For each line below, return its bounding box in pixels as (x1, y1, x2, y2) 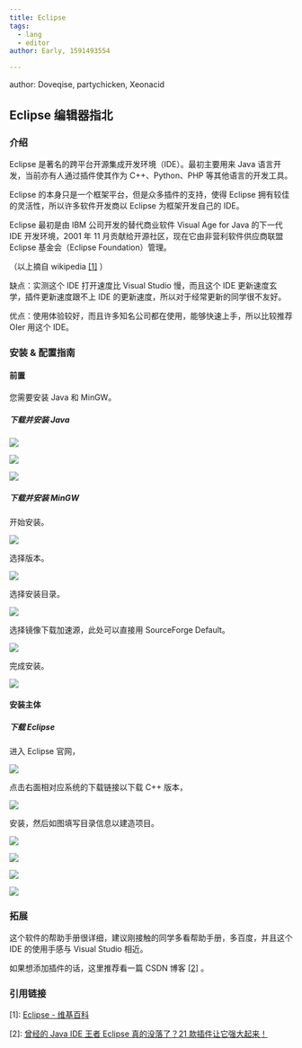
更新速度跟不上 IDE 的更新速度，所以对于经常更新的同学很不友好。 (40, 291, 287, 302)
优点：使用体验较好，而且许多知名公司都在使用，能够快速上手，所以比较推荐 (9, 310, 293, 321)
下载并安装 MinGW (9, 492, 79, 503)
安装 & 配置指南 (9, 346, 75, 359)
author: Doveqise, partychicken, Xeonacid (9, 79, 164, 90)
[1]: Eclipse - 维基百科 (9, 1009, 90, 1020)
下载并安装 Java (9, 414, 70, 425)
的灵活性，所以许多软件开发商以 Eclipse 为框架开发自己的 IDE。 (9, 200, 244, 211)
